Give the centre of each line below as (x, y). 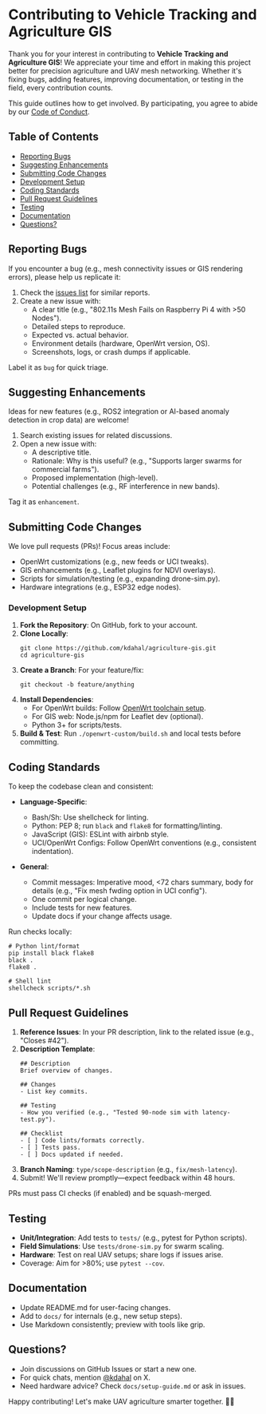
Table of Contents (54, 137)
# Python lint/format (44, 947)
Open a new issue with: (58, 444)
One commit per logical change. (84, 900)
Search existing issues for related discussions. (96, 435)
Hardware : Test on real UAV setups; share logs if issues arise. (121, 1254)
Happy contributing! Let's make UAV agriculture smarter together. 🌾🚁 (121, 1401)
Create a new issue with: (60, 300)
